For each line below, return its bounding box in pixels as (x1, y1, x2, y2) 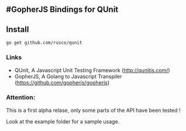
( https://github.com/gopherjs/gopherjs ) (14, 79, 110, 86)
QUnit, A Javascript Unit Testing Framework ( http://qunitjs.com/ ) (14, 66, 171, 73)
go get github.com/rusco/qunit (6, 40, 82, 46)
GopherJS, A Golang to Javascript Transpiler (14, 73, 122, 80)
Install (6, 24, 29, 34)
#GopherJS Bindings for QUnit (6, 5, 119, 15)
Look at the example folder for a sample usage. (6, 118, 120, 125)
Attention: (6, 93, 36, 101)
